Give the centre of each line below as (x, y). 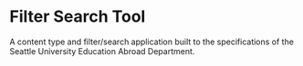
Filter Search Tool (78, 17)
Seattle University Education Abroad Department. (102, 51)
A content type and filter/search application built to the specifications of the (152, 42)
